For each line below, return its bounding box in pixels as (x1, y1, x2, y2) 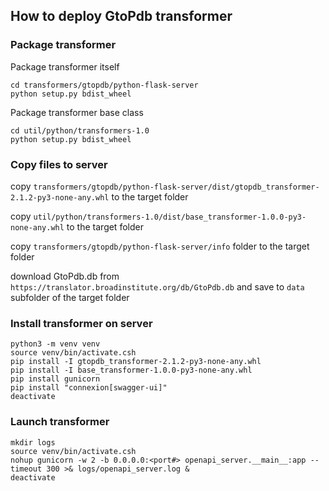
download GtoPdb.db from (10, 270, 120, 282)
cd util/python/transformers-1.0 (10, 125, 150, 136)
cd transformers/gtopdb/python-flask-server (10, 80, 199, 90)
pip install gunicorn (10, 374, 101, 384)
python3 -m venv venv (10, 339, 101, 349)
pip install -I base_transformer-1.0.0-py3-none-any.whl (10, 365, 253, 376)
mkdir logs (10, 437, 56, 448)
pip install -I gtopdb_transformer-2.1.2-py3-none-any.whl (10, 357, 262, 367)
